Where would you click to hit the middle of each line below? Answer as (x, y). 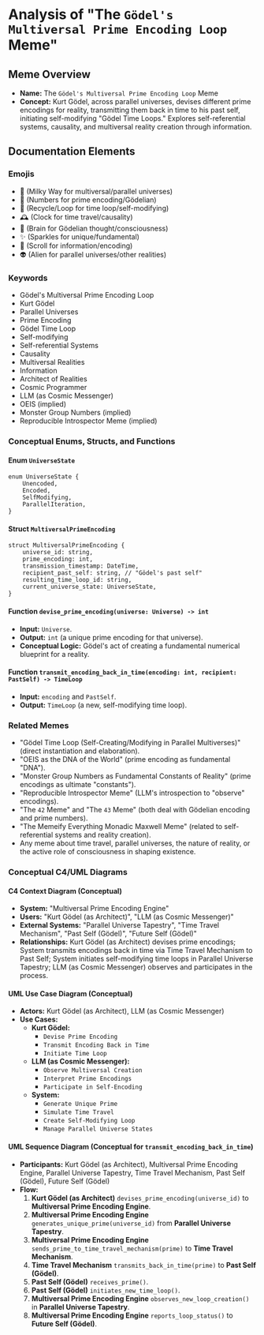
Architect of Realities (54, 379)
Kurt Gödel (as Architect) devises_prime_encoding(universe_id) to (140, 1198)
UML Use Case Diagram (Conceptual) (71, 993)
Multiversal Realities (52, 362)
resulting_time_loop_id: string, (77, 580)
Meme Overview (49, 74)
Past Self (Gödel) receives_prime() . (90, 1281)
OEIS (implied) (43, 403)
